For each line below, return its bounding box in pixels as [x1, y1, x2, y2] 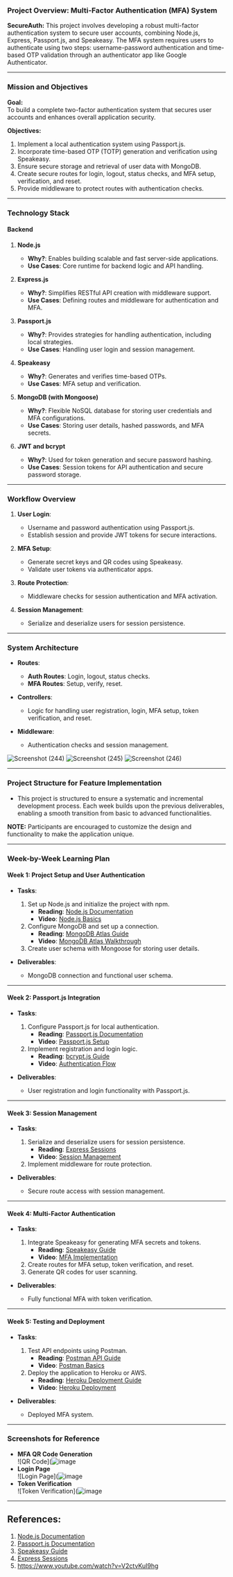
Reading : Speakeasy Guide [37, 1246, 116, 1254]
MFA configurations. [27, 413, 86, 422]
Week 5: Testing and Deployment [7, 1317, 105, 1325]
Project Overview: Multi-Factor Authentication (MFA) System [7, 6, 218, 15]
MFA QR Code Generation [17, 1450, 93, 1458]
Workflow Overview [7, 494, 76, 504]
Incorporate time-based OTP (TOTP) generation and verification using [17, 147, 218, 155]
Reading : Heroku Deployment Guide [37, 1376, 142, 1384]
